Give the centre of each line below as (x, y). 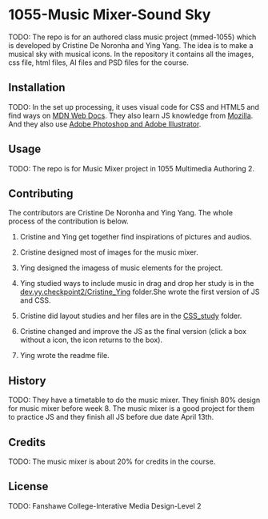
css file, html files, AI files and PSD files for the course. (99, 62)
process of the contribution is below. (69, 221)
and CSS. (35, 300)
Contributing (41, 193)
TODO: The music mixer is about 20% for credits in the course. (112, 461)
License (28, 487)
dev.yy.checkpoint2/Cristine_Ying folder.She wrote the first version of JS (140, 292)
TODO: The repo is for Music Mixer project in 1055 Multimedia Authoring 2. (131, 168)
